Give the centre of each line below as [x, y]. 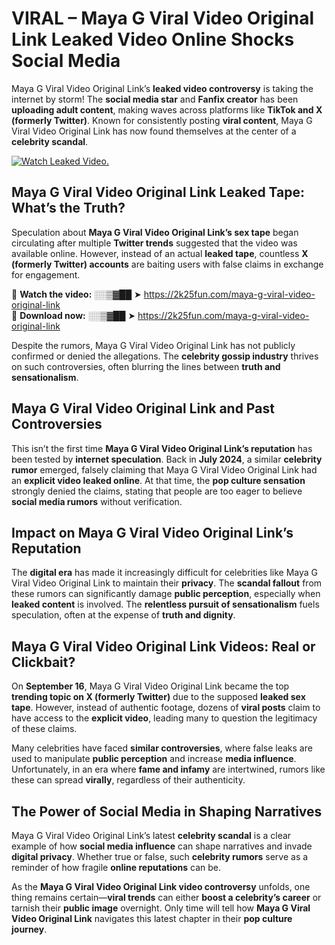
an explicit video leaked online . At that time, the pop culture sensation [158, 480]
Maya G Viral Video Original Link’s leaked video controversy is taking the [162, 88]
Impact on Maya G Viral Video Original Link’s [152, 532]
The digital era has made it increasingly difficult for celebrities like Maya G [165, 573]
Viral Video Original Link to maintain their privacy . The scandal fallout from [167, 583]
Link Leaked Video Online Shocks [153, 39]
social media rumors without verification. [97, 501]
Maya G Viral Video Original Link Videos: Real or [163, 646]
